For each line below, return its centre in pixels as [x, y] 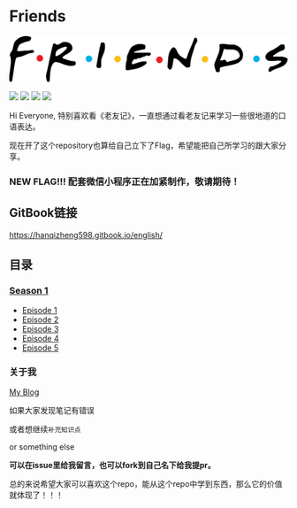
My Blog [24, 392]
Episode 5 [40, 348]
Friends [38, 16]
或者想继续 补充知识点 [45, 429]
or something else [42, 446]
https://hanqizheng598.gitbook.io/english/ [86, 235]
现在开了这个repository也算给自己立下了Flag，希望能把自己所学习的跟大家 [144, 146]
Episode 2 [40, 319]
